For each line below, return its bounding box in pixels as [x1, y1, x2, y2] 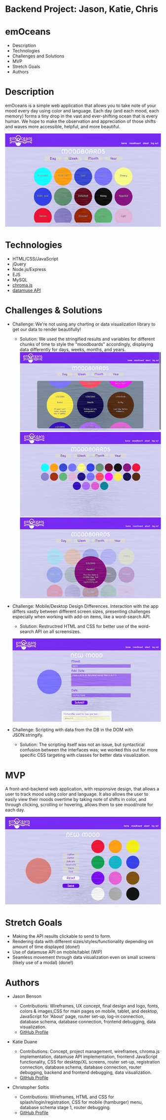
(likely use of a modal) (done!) [12, 960, 74, 965]
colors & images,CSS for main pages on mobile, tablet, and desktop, [19, 1008, 159, 1014]
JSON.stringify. [12, 732, 43, 738]
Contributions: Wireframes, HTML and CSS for [19, 1094, 115, 1100]
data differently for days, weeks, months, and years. [19, 346, 126, 352]
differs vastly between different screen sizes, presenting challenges [12, 608, 151, 615]
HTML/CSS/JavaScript [12, 256, 58, 262]
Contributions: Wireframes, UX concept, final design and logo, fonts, [19, 1003, 160, 1009]
